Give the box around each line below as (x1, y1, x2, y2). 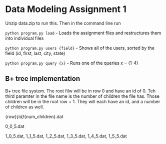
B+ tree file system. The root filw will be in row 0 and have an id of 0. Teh (5, 88, 156, 94)
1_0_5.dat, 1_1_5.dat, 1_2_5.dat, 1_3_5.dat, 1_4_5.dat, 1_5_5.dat (5, 133, 127, 139)
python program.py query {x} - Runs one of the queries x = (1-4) (5, 60, 138, 66)
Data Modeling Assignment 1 (5, 4, 126, 15)
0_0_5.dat (5, 123, 24, 129)
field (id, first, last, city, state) (5, 50, 65, 56)
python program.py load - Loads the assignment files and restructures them (5, 30, 161, 36)
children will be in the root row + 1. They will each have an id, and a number (5, 98, 160, 104)
